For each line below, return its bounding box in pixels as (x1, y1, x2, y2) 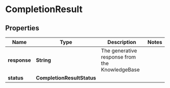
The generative (101, 47, 138, 54)
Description (107, 39, 137, 46)
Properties (5, 24, 39, 32)
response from (101, 54, 136, 60)
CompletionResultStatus (35, 74, 96, 81)
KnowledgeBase (101, 66, 140, 73)
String (35, 57, 52, 64)
